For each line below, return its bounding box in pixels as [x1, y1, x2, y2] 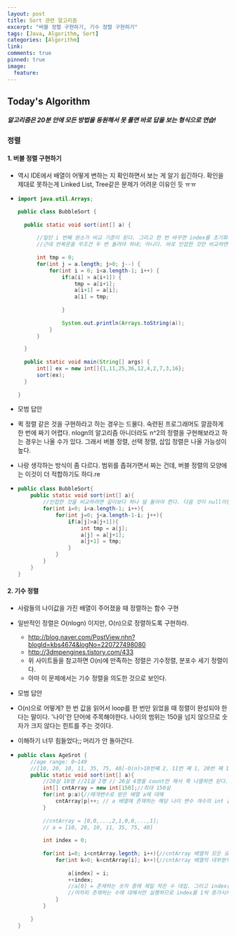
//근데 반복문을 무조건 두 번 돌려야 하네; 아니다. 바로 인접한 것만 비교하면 [36, 241, 228, 248]
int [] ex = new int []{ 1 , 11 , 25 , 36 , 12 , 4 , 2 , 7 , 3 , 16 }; [36, 365, 185, 372]
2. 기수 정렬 [7, 586, 39, 596]
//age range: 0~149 [30, 758, 88, 765]
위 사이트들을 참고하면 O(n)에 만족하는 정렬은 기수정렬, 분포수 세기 [27, 656, 210, 665]
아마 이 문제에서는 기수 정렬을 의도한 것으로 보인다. [27, 674, 167, 682]
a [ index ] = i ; [67, 870, 110, 877]
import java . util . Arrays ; [17, 195, 93, 203]
